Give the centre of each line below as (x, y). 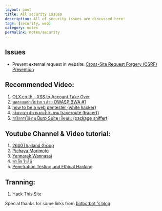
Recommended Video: (40, 85)
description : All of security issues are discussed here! (65, 19)
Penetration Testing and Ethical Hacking (52, 167)
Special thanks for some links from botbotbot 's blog (58, 204)
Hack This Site (27, 194)
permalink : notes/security (32, 32)
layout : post (18, 10)
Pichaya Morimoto (30, 151)
